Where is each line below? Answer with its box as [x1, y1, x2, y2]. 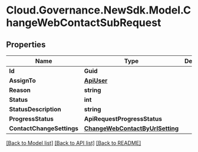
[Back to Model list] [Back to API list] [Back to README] [6, 140, 141, 146]
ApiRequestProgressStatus [84, 115, 162, 123]
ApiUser [84, 77, 108, 84]
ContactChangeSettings [9, 124, 78, 133]
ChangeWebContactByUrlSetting [84, 124, 179, 133]
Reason [9, 86, 31, 94]
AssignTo [9, 77, 37, 84]
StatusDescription [9, 105, 61, 113]
